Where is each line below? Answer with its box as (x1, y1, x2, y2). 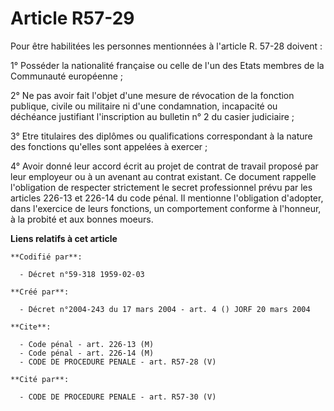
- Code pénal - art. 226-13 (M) (19, 339, 155, 349)
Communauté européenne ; (10, 70, 124, 82)
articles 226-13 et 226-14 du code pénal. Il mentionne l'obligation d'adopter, (10, 192, 324, 204)
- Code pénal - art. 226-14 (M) (19, 348, 155, 358)
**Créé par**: (10, 287, 70, 297)
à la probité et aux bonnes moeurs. (10, 213, 154, 225)
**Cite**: (10, 322, 52, 332)
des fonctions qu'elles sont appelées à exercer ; (10, 140, 208, 152)
